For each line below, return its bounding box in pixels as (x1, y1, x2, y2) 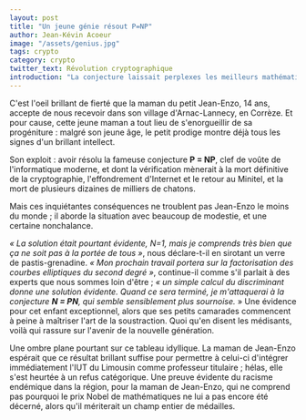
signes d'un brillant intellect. (9, 136, 116, 147)
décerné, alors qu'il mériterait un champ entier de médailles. (9, 400, 236, 411)
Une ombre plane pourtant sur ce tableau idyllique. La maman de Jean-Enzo (9, 343, 296, 353)
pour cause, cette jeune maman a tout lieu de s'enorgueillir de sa (9, 117, 253, 128)
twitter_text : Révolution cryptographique (9, 65, 173, 74)
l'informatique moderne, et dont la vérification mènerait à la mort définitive (9, 163, 289, 174)
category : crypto (9, 56, 76, 65)
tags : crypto (9, 47, 59, 56)
